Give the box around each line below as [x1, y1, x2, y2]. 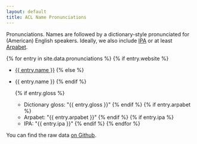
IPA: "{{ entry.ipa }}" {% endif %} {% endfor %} [23, 120, 140, 127]
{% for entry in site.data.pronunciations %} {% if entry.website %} [6, 55, 169, 62]
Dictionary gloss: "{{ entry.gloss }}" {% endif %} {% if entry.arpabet [23, 101, 191, 108]
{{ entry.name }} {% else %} [14, 66, 85, 73]
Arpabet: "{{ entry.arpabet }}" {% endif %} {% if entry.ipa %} [23, 114, 174, 121]
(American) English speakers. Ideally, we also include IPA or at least [6, 37, 173, 44]
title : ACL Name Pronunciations [6, 14, 87, 20]
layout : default [6, 8, 47, 15]
